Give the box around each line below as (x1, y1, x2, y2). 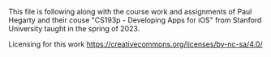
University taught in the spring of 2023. (8, 24, 140, 33)
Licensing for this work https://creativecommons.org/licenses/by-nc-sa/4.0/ (8, 39, 263, 49)
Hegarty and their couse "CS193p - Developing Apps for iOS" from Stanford (8, 15, 262, 25)
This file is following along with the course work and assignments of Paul (8, 7, 252, 16)
